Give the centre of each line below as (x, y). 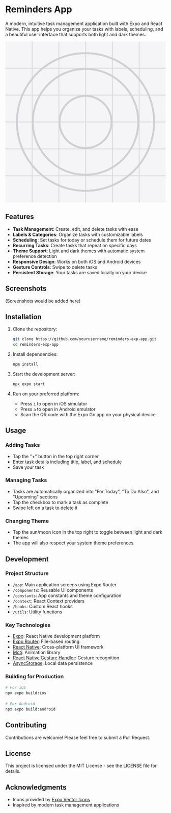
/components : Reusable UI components (53, 590)
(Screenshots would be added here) (43, 301)
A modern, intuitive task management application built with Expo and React (84, 23)
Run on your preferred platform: (46, 394)
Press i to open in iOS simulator (54, 403)
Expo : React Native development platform (56, 636)
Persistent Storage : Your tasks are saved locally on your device (80, 272)
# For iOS (16, 688)
